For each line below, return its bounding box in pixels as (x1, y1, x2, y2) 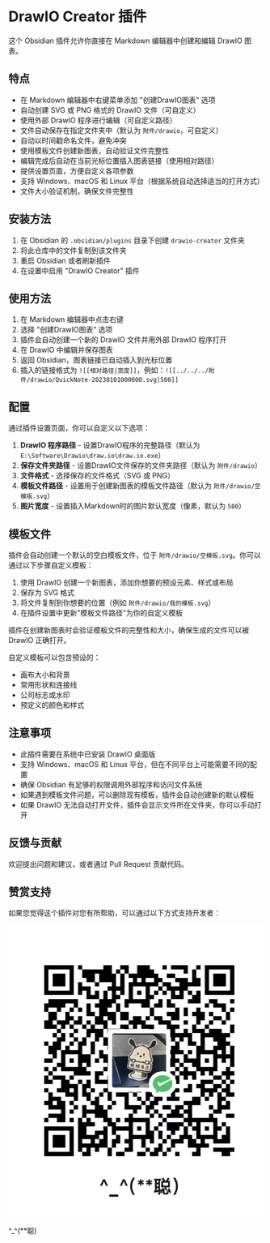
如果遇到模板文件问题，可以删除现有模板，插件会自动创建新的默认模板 (19, 790, 255, 799)
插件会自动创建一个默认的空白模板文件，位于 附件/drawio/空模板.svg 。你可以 (8, 551, 261, 559)
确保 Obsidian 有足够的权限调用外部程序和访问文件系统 (19, 779, 203, 789)
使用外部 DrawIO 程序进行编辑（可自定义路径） (19, 115, 177, 125)
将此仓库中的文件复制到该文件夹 (19, 245, 127, 255)
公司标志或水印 (19, 690, 70, 700)
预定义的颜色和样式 (19, 701, 85, 709)
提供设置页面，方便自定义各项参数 (19, 165, 134, 175)
